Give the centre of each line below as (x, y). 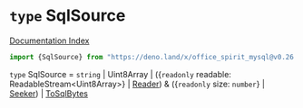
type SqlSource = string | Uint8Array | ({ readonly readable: (120, 74)
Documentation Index (49, 40)
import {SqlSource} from (56, 57)
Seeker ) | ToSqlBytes (49, 93)
